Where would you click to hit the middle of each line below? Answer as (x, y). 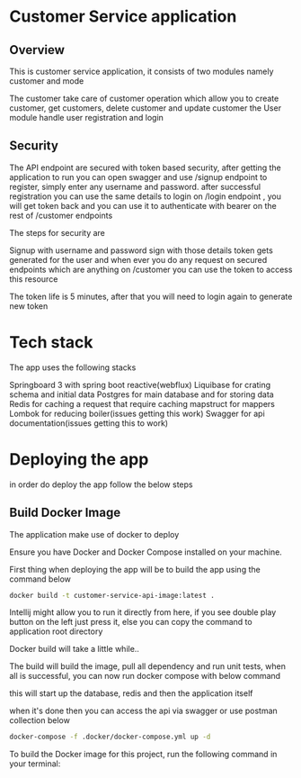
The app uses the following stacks (73, 367)
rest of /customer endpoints (61, 215)
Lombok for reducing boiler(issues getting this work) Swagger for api (137, 413)
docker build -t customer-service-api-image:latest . (112, 595)
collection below (40, 720)
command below (40, 579)
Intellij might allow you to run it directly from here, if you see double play (143, 612)
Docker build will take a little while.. (74, 649)
